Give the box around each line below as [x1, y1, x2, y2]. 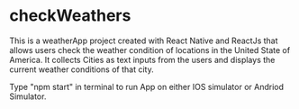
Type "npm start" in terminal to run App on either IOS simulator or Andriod [9, 81, 285, 92]
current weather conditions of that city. [9, 64, 155, 75]
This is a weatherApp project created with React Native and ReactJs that [9, 35, 278, 46]
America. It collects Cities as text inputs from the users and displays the [9, 54, 276, 65]
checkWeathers [9, 5, 131, 26]
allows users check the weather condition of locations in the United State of [9, 44, 291, 55]
